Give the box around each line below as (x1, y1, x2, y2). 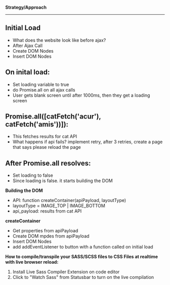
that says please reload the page (12, 144, 81, 150)
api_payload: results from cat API (12, 208, 82, 214)
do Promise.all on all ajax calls (12, 87, 75, 93)
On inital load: (5, 68, 50, 76)
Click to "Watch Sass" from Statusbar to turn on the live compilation (12, 274, 154, 280)
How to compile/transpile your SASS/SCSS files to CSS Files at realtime (5, 254, 158, 260)
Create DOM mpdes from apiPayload (12, 233, 90, 239)
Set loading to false (12, 172, 53, 179)
